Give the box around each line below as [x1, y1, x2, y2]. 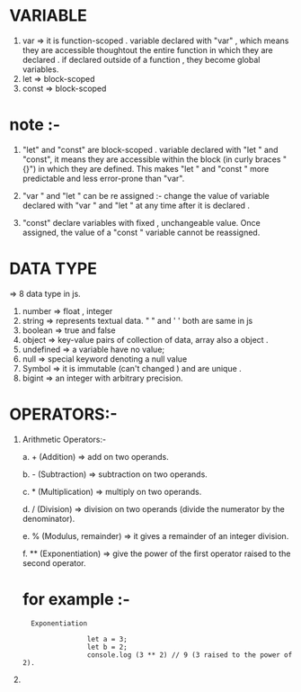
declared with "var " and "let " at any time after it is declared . [22, 200, 250, 211]
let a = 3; [86, 634, 128, 643]
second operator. [22, 557, 87, 568]
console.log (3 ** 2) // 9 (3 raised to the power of [86, 650, 293, 660]
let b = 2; [86, 643, 128, 652]
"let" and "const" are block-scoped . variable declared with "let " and [22, 144, 279, 155]
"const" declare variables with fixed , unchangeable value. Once [22, 217, 261, 228]
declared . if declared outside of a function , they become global [22, 54, 261, 65]
